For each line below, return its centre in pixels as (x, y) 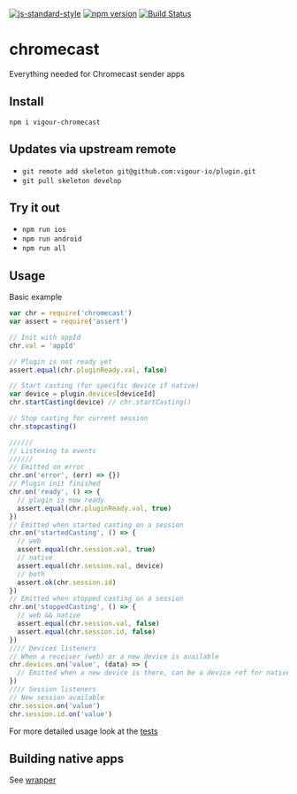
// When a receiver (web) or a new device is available (114, 656)
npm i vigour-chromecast (55, 122)
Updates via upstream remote (93, 149)
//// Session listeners (53, 690)
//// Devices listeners (53, 648)
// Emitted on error (47, 467)
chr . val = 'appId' (43, 345)
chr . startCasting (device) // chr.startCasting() (100, 403)
